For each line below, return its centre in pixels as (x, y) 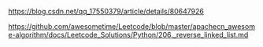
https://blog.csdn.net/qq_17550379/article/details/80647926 (106, 11)
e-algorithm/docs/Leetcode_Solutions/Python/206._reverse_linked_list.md (128, 35)
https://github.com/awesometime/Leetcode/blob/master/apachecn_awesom (132, 26)
